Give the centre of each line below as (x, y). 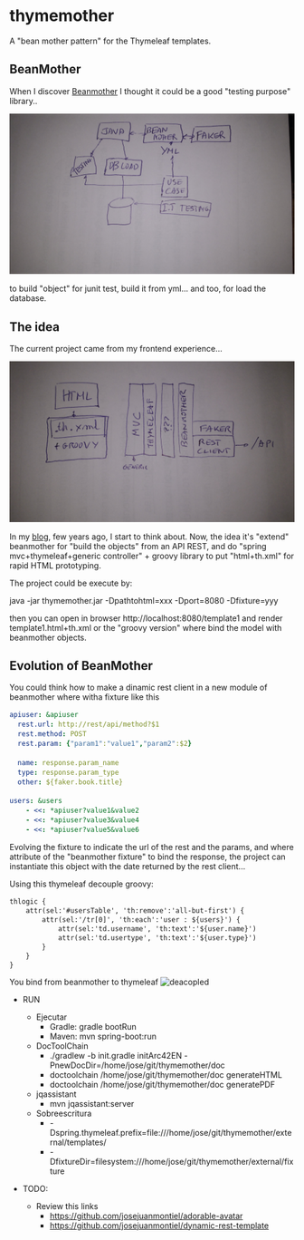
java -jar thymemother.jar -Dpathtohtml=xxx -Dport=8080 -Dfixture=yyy (144, 600)
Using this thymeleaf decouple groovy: (81, 884)
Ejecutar (52, 1017)
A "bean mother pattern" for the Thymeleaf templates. (110, 41)
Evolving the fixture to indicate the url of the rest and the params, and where (152, 847)
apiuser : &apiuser (44, 715)
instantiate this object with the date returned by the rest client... (128, 866)
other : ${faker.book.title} (71, 782)
